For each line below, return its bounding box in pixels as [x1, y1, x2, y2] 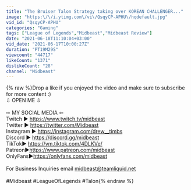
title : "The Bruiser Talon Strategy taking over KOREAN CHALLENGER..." [6, 8, 183, 15]
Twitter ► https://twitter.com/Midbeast [6, 122, 99, 129]
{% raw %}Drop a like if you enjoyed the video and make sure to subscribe [6, 84, 185, 91]
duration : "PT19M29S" [6, 47, 59, 53]
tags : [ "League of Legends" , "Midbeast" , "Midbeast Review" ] [6, 30, 153, 36]
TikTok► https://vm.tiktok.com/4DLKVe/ [6, 140, 103, 147]
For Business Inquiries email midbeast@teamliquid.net [6, 165, 136, 172]
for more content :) [6, 91, 51, 98]
